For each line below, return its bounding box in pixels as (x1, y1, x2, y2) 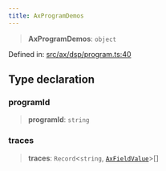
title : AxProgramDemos (8, 11, 84, 20)
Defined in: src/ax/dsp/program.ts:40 (8, 49, 132, 59)
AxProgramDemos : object (27, 34, 117, 43)
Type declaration (8, 73, 95, 87)
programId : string (27, 115, 90, 124)
